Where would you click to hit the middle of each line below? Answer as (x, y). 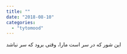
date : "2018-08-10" (30, 17)
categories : (21, 22)
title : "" (18, 11)
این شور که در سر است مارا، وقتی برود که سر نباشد (64, 45)
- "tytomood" (28, 28)
